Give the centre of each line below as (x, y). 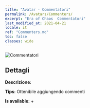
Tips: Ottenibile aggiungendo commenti (45, 91)
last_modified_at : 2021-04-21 (36, 23)
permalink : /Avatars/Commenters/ (39, 14)
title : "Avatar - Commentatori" (38, 9)
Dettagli (17, 70)
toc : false (16, 37)
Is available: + (19, 101)
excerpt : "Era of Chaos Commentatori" (45, 18)
